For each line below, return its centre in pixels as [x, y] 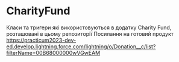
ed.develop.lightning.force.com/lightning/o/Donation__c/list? [81, 46]
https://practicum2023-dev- [41, 40]
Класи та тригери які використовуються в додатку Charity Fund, [89, 27]
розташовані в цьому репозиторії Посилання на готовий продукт [90, 33]
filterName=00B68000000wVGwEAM [53, 52]
